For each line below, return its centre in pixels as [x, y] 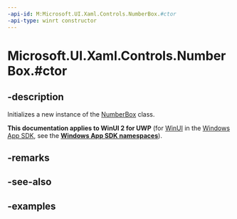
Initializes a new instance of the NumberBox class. [81, 114]
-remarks [28, 157]
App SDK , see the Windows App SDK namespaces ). [85, 135]
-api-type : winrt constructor [52, 21]
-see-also [30, 182]
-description [36, 97]
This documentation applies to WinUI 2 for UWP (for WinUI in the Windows [118, 128]
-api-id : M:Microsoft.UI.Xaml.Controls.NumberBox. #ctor [92, 14]
